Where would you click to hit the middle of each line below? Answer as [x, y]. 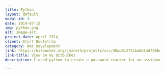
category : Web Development [33, 46]
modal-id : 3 [17, 19]
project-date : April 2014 [31, 37]
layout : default [22, 14]
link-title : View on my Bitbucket [41, 55]
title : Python [20, 10]
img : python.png [22, 28]
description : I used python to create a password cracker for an [73, 60]
